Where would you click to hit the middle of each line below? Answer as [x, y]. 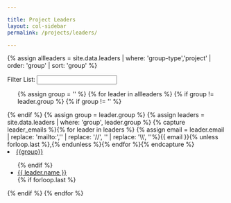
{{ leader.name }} [42, 173]
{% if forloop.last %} [46, 180]
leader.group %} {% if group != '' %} [69, 102]
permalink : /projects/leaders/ [52, 33]
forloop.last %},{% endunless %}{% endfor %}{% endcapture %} [101, 144]
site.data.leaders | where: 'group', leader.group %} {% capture [96, 123]
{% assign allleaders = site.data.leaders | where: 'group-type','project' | [109, 58]
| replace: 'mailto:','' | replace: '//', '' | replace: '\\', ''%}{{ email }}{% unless [113, 137]
